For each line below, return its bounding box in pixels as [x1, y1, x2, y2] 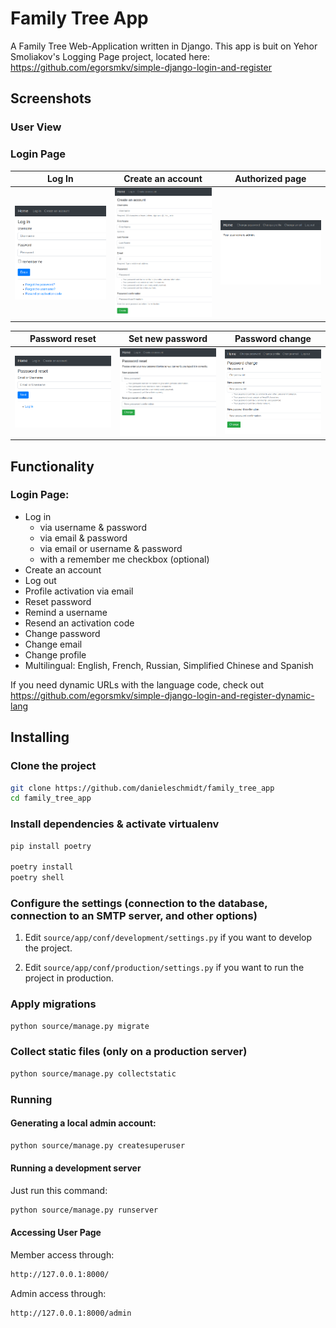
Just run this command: [10, 1184, 108, 1196]
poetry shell [10, 873, 65, 883]
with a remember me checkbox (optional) [39, 553, 210, 565]
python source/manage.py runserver [10, 1205, 159, 1215]
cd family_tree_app [10, 793, 92, 804]
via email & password [39, 532, 128, 544]
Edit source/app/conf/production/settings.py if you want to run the [24, 962, 305, 974]
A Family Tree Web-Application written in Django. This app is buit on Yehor [10, 40, 318, 52]
